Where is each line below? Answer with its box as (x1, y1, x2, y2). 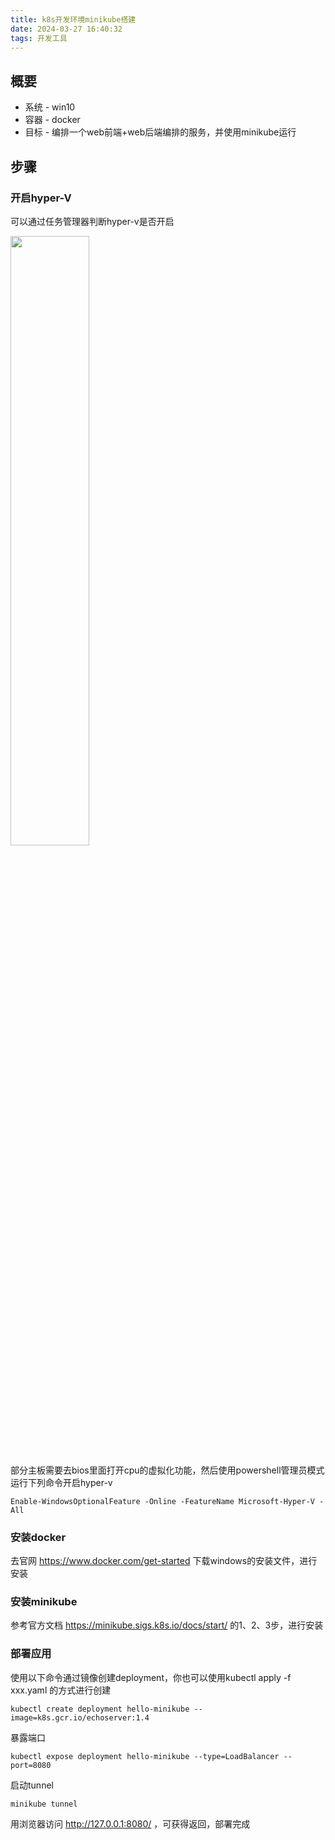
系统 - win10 (24, 101, 76, 113)
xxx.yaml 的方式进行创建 (10, 1684, 112, 1696)
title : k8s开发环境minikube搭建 (10, 14, 137, 25)
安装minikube (10, 1595, 78, 1609)
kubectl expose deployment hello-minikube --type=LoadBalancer (10, 1751, 280, 1761)
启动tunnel (10, 1779, 54, 1791)
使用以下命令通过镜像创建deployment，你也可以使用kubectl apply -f (10, 1671, 292, 1683)
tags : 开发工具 (10, 33, 68, 43)
